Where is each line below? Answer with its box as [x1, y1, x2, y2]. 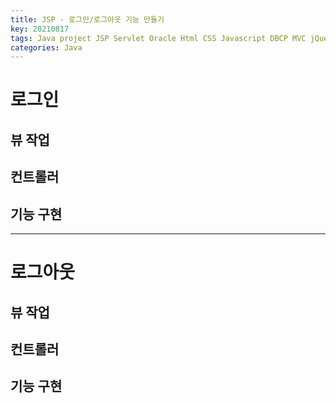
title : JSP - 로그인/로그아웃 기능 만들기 [10, 14, 165, 25]
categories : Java [10, 42, 83, 53]
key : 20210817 [10, 24, 70, 34]
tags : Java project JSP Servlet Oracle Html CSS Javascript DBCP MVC [10, 33, 307, 43]
